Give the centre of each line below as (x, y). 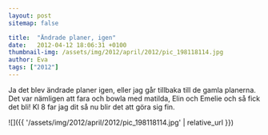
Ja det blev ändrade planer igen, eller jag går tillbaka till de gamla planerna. (132, 89)
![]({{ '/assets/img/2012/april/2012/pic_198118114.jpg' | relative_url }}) (121, 122)
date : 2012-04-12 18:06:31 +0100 (68, 45)
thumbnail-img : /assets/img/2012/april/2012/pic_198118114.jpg (116, 53)
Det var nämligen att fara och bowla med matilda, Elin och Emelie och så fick (134, 98)
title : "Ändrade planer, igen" (62, 38)
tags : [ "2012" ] (34, 67)
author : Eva (28, 60)
